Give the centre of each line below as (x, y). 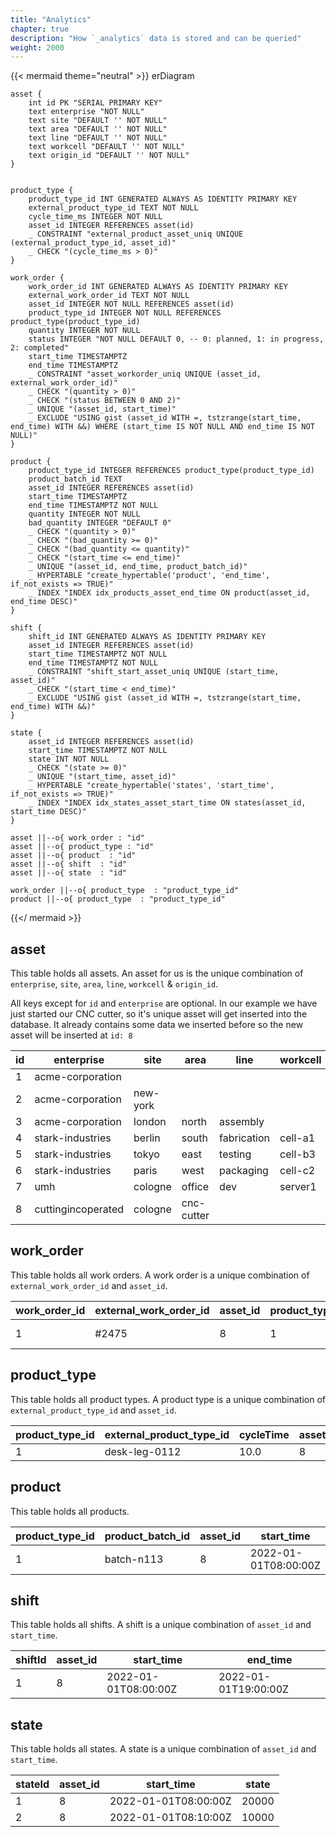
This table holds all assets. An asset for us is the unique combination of (157, 973)
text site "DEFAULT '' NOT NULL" (98, 121)
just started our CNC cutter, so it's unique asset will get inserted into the (159, 1014)
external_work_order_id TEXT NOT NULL (109, 296)
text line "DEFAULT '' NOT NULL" (98, 138)
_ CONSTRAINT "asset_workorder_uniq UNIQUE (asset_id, (145, 374)
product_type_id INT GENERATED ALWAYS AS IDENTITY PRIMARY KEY (163, 199)
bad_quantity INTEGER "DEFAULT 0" (100, 523)
